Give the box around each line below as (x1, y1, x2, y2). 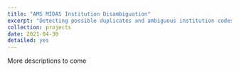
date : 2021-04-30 (7, 30, 59, 38)
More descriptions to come (7, 56, 87, 65)
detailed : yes (7, 37, 50, 44)
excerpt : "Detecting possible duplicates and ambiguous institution (7, 17, 215, 24)
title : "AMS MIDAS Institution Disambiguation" (7, 10, 152, 18)
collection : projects (7, 24, 72, 31)
